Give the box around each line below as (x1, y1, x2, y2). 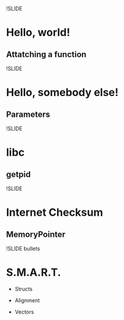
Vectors (14, 308, 34, 315)
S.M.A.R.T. (6, 266, 61, 279)
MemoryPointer (6, 229, 66, 239)
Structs (14, 285, 33, 292)
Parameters (6, 109, 50, 119)
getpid (6, 169, 31, 180)
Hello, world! (6, 26, 71, 39)
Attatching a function (6, 49, 87, 59)
